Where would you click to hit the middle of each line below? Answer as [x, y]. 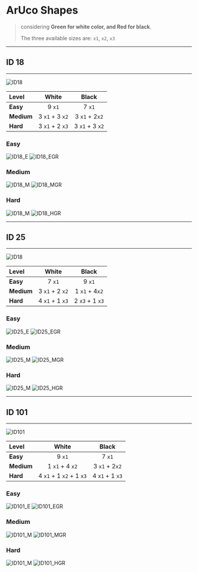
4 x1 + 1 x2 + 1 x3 [62, 476]
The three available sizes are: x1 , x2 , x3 [68, 38]
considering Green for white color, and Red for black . [86, 27]
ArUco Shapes [42, 10]
